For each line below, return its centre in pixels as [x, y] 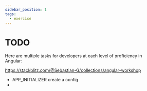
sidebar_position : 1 [26, 9]
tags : [10, 14]
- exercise [20, 18]
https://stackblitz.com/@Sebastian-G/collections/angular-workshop [73, 70]
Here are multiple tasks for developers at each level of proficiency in [73, 56]
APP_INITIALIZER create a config [45, 80]
